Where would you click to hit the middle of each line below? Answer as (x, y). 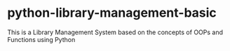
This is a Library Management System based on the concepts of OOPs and (115, 32)
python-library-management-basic (112, 13)
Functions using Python (41, 39)
